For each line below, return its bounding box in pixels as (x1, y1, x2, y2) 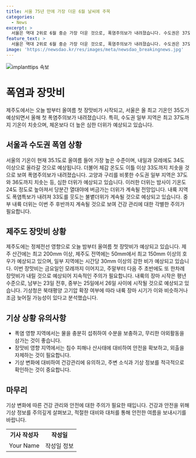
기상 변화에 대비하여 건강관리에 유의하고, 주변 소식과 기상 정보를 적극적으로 (14, 359, 185, 366)
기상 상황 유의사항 (6, 313, 66, 323)
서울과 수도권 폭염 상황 (6, 140, 83, 150)
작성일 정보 (45, 442, 74, 450)
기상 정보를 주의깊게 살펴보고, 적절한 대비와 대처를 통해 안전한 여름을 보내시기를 (6, 409, 187, 416)
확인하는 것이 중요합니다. (14, 366, 71, 373)
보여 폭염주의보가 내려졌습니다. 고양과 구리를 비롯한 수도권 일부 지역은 (16, 171, 176, 178)
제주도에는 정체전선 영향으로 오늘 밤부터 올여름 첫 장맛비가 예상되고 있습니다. (6, 243, 181, 250)
